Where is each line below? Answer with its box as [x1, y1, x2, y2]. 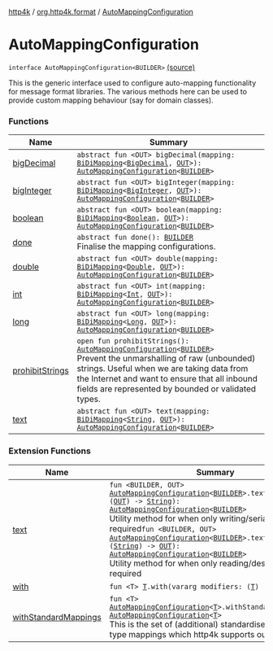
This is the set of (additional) [109, 618, 219, 630]
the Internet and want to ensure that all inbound [76, 374, 258, 385]
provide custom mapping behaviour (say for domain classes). [8, 95, 214, 105]
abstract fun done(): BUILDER [76, 233, 193, 242]
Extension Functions [8, 445, 91, 457]
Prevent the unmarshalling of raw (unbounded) [76, 353, 256, 365]
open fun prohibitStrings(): [76, 337, 189, 346]
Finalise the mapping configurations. [76, 241, 216, 252]
